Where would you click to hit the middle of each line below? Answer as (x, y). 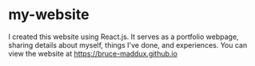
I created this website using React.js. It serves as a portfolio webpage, (124, 37)
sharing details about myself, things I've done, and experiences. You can (128, 45)
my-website (49, 15)
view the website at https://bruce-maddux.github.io (93, 53)
